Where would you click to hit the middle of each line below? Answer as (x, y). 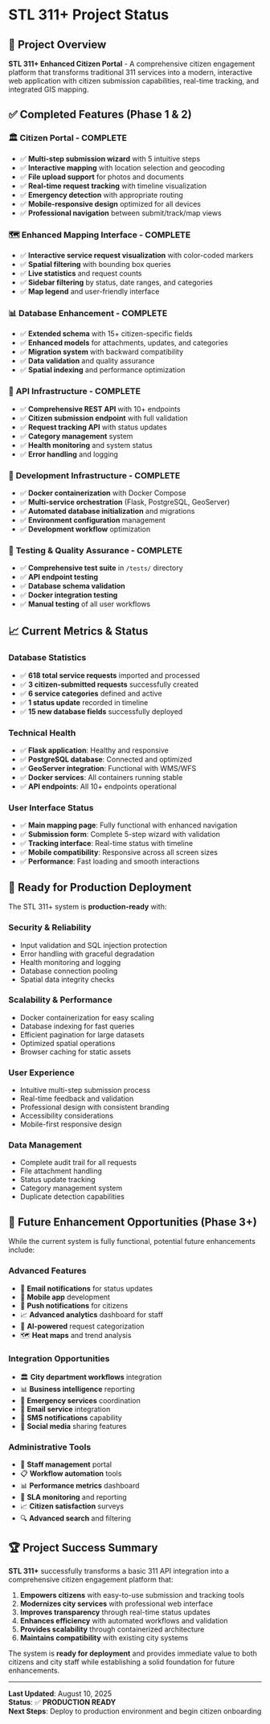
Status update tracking (57, 1180)
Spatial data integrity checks (67, 979)
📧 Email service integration (65, 1409)
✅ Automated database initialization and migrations (107, 511)
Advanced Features (47, 1270)
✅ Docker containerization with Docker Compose (103, 493)
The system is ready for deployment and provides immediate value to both (133, 1653)
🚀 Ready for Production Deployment (100, 887)
